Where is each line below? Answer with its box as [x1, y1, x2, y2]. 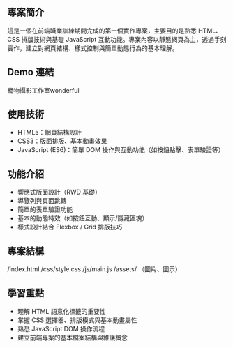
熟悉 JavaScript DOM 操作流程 [17, 324, 105, 333]
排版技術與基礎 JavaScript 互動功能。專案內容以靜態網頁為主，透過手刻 [21, 35, 227, 43]
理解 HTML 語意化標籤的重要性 [17, 307, 106, 315]
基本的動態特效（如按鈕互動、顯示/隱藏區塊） [17, 214, 149, 222]
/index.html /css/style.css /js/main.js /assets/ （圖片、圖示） [7, 265, 181, 273]
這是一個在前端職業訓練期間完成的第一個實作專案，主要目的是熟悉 [7, 27, 197, 35]
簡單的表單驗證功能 [17, 205, 73, 214]
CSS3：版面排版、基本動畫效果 [17, 137, 107, 145]
